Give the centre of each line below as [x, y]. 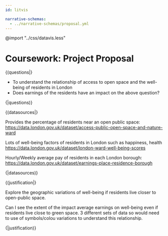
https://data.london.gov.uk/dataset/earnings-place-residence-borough [79, 163]
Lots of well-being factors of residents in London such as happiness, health [84, 143]
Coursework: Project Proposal [70, 58]
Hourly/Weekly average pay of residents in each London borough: [74, 158]
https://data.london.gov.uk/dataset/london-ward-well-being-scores [75, 148]
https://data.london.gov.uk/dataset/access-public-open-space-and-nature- [84, 128]
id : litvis [17, 10]
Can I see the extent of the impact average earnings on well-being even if [82, 208]
